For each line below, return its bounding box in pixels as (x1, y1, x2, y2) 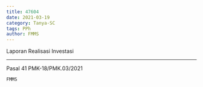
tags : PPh (6, 25, 31, 32)
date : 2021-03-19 (6, 14, 50, 20)
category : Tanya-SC (6, 20, 56, 26)
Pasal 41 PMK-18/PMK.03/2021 (6, 65, 83, 72)
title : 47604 (6, 8, 39, 15)
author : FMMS (6, 31, 39, 37)
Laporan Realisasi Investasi (6, 47, 74, 55)
